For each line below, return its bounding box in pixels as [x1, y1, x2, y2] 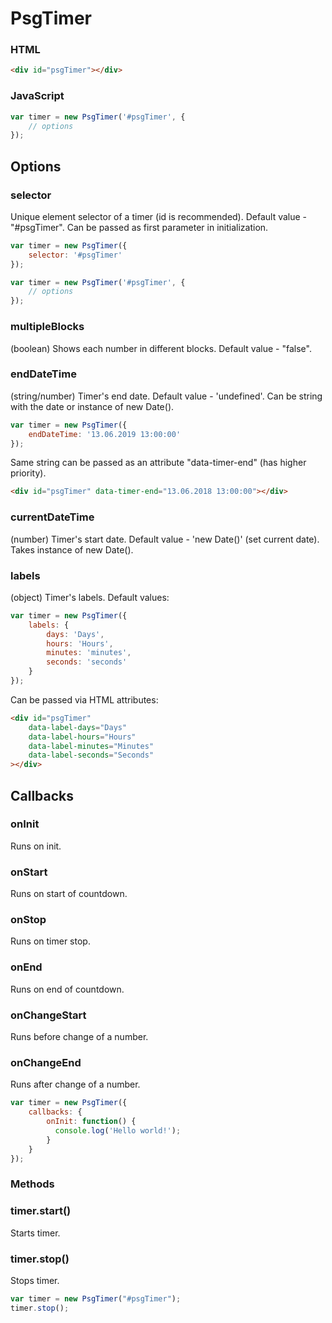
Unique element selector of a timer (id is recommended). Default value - [10, 210, 308, 222]
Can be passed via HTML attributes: [10, 693, 159, 706]
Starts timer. [10, 1227, 61, 1239]
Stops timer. [10, 1274, 60, 1286]
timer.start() [10, 1204, 72, 1218]
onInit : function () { [46, 1117, 137, 1127]
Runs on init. [10, 840, 62, 852]
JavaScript [10, 89, 65, 103]
